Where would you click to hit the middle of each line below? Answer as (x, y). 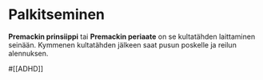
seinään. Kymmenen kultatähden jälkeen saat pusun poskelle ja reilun (123, 44)
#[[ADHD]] (26, 68)
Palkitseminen (57, 15)
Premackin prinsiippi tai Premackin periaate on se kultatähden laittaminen (132, 36)
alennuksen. (28, 53)
